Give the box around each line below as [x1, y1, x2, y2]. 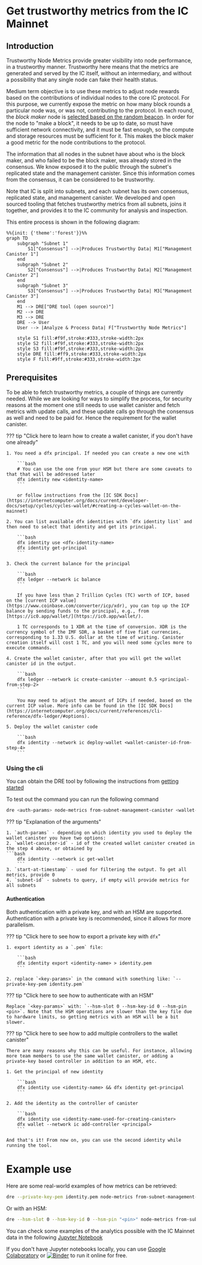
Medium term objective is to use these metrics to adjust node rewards [6, 88, 180, 94]
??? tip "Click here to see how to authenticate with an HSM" [6, 992, 154, 999]
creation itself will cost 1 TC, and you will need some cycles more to [6, 639, 192, 646]
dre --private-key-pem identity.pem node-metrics [6, 1194, 133, 1200]
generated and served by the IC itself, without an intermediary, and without [6, 70, 192, 76]
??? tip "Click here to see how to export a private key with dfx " [6, 933, 161, 940]
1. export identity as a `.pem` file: [6, 945, 103, 951]
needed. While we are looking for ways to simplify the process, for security [6, 395, 192, 402]
